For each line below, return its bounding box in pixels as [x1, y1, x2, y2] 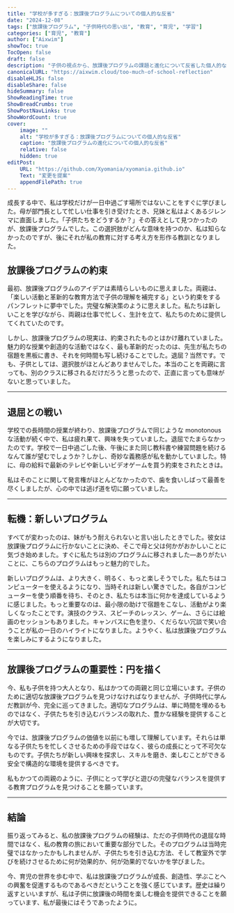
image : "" [19, 127, 49, 134]
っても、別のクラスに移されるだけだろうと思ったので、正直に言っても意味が [7, 368, 225, 377]
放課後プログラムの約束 [7, 264, 108, 276]
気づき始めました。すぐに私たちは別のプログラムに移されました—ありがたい [7, 550, 227, 559]
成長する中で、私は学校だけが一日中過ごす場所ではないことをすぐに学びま [7, 198, 221, 207]
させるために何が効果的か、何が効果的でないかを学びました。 [31, 857, 209, 866]
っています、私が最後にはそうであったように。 [7, 898, 141, 907]
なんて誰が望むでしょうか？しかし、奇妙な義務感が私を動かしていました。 [7, 452, 221, 460]
